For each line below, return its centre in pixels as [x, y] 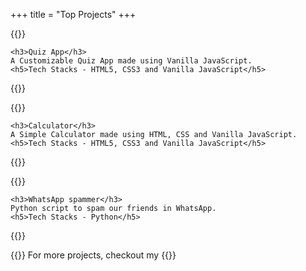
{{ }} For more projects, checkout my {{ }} [93, 255]
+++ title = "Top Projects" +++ [73, 14]
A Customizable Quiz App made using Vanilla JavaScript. [131, 61]
